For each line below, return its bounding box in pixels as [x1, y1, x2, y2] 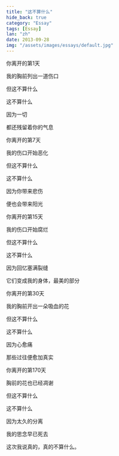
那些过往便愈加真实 [6, 353, 54, 361]
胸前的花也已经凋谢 [6, 379, 54, 386]
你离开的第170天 [6, 366, 47, 374]
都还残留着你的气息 [6, 123, 54, 131]
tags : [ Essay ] [6, 25, 42, 32]
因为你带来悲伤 [6, 187, 43, 194]
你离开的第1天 [6, 60, 40, 67]
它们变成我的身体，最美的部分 [6, 277, 80, 284]
